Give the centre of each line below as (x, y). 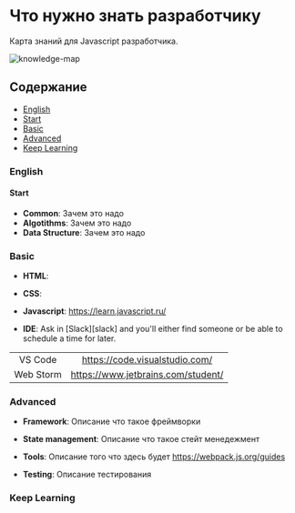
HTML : (36, 276)
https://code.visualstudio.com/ (147, 360)
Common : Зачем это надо (73, 213)
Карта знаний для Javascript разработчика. (94, 41)
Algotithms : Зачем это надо (77, 223)
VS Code (38, 360)
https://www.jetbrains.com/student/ (147, 375)
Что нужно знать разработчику (135, 16)
